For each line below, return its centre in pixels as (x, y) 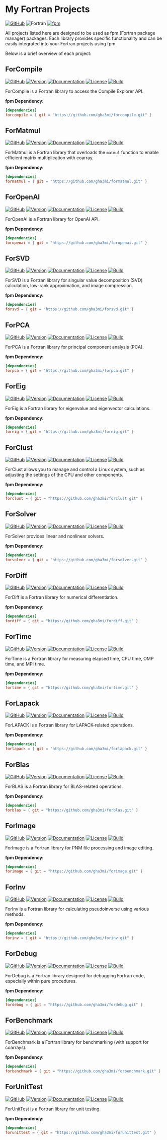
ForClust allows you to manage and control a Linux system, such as (75, 470)
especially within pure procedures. (41, 981)
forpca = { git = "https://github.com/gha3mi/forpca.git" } (70, 371)
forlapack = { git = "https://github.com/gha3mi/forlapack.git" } (76, 749)
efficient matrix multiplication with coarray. (50, 158)
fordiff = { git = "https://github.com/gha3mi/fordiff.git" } (72, 621)
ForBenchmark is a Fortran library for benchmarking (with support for (77, 1042)
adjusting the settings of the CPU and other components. (64, 475)
